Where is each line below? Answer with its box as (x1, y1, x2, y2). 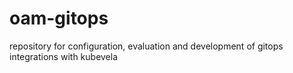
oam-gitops (9, 7, 109, 30)
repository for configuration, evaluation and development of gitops (9, 40, 284, 52)
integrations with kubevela (9, 50, 119, 62)
